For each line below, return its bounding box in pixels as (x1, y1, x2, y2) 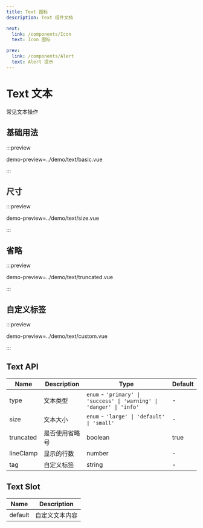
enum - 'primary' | (86, 390, 141, 398)
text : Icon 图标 (11, 37, 51, 43)
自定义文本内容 (35, 511, 78, 520)
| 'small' (86, 419, 115, 426)
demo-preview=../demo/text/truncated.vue (6, 274, 114, 281)
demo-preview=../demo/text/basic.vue (6, 156, 103, 163)
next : (6, 25, 20, 31)
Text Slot (6, 482, 40, 492)
